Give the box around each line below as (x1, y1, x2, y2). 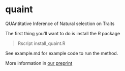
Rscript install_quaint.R (17, 40, 66, 46)
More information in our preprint (5, 60, 73, 66)
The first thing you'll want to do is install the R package (5, 30, 120, 36)
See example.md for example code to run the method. (5, 50, 118, 56)
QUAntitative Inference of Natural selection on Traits (5, 20, 115, 27)
